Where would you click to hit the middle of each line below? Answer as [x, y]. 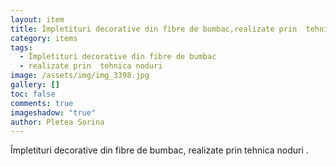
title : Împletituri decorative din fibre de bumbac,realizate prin [154, 29]
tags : [21, 47]
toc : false [33, 94]
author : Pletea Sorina [57, 122]
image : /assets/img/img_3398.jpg [80, 76]
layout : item [37, 19]
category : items [44, 38]
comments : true [42, 103]
